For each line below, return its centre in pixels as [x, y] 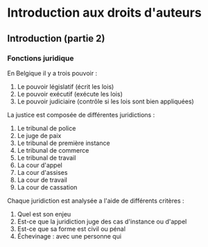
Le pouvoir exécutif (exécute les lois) [70, 94]
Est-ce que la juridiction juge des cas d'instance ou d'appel [102, 221]
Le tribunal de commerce [53, 150]
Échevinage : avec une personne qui [69, 236]
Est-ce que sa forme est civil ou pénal [71, 229]
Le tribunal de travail [46, 157]
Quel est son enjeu [44, 214]
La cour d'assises [42, 172]
